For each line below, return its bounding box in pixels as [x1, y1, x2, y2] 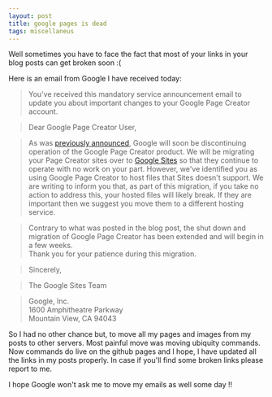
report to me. [8, 364, 53, 374]
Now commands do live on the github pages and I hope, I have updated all [8, 347, 257, 356]
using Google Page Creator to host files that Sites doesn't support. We [28, 172, 264, 183]
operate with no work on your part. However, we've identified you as [28, 164, 258, 174]
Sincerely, [28, 265, 63, 275]
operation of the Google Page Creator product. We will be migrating [28, 147, 255, 157]
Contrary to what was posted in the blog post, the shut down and [28, 223, 246, 233]
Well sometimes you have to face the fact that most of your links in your [8, 50, 248, 59]
